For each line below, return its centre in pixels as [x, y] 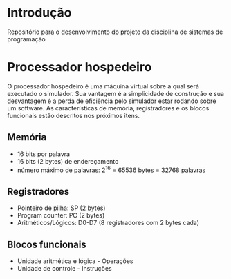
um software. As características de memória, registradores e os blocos [108, 108]
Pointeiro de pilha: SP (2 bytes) [61, 208]
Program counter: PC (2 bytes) [61, 215]
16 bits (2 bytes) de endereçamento [68, 161]
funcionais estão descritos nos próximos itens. [74, 115]
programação [27, 39]
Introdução [39, 13]
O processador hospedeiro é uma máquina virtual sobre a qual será [103, 86]
